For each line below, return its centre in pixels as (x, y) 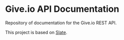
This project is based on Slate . (36, 32)
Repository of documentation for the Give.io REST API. (61, 23)
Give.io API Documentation (62, 9)
